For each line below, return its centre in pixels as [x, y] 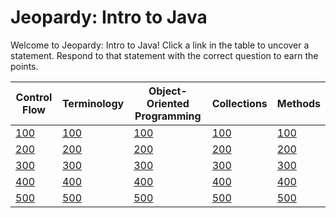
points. [24, 66]
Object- [168, 91]
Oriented [168, 103]
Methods [298, 103]
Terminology [93, 103]
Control [34, 97]
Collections [239, 103]
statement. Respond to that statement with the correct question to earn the [164, 55]
